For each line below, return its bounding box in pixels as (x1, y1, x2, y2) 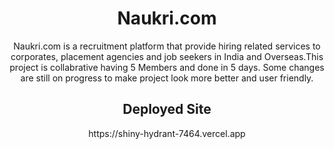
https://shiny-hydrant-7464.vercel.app (88, 127, 246, 139)
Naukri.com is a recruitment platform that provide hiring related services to (13, 40, 321, 52)
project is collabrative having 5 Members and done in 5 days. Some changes (9, 61, 325, 73)
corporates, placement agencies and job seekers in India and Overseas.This (10, 50, 324, 62)
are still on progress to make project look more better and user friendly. (20, 72, 314, 84)
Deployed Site (122, 101, 212, 118)
